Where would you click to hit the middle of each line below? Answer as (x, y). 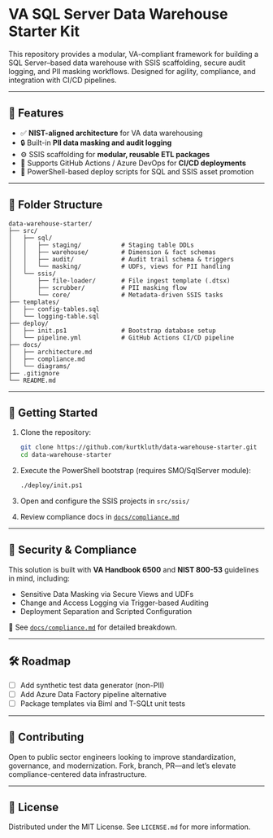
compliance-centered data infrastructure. (78, 774)
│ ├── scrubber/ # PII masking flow (97, 287)
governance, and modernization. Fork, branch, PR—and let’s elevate (122, 766)
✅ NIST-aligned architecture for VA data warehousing (111, 133)
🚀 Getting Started (53, 412)
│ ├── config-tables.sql (54, 309)
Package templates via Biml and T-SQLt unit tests (102, 703)
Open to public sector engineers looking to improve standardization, (122, 757)
